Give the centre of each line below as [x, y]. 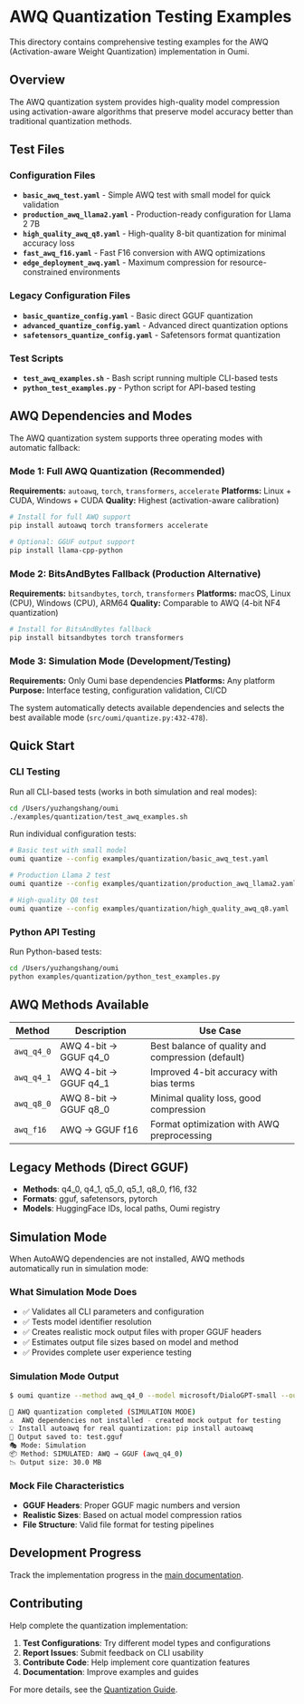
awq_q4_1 [33, 1077]
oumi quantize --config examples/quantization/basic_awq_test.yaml [139, 859]
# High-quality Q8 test [54, 900]
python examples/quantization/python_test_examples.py [115, 977]
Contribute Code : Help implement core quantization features [136, 1662]
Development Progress [76, 1553]
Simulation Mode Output [64, 1377]
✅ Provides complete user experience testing [107, 1352]
